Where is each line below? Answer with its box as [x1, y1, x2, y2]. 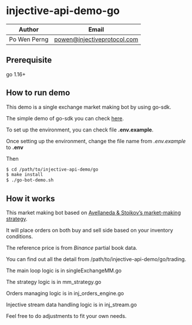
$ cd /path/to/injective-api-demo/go [6, 166, 99, 172]
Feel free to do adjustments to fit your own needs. [6, 313, 127, 319]
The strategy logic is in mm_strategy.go [6, 279, 102, 285]
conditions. [6, 233, 33, 240]
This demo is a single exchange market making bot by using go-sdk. [6, 103, 171, 110]
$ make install [6, 172, 43, 178]
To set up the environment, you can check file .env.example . [6, 126, 154, 133]
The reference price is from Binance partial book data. [6, 245, 138, 251]
